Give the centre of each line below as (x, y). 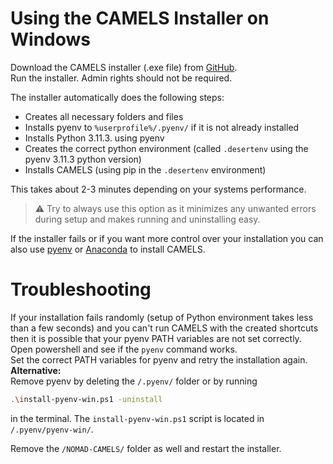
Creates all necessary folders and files (104, 116)
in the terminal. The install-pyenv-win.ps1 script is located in (137, 418)
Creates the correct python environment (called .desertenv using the (166, 148)
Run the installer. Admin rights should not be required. (121, 78)
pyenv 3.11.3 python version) (83, 159)
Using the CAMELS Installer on (140, 18)
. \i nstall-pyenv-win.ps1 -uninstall (86, 399)
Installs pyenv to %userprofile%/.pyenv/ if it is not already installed (162, 127)
